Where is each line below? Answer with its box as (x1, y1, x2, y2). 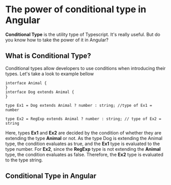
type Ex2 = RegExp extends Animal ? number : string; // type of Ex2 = (5, 116, 161, 121)
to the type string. (5, 157, 43, 163)
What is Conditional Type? (5, 52, 91, 60)
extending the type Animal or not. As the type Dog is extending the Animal (5, 135, 163, 141)
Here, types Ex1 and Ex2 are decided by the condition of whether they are (5, 129, 162, 136)
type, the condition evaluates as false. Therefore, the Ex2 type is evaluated (5, 151, 164, 157)
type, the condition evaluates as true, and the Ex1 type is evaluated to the (5, 141, 160, 147)
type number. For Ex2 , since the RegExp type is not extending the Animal (5, 146, 161, 152)
